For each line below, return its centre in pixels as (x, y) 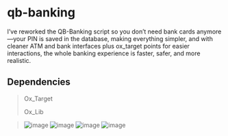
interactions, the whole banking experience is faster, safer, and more (104, 53)
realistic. (19, 60)
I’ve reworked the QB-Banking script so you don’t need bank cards (101, 31)
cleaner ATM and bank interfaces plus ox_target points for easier (99, 46)
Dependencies (39, 82)
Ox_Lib (34, 111)
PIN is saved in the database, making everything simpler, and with (120, 38)
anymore (209, 31)
